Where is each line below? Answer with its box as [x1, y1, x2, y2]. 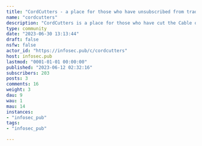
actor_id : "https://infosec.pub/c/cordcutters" [6, 48, 128, 54]
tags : [6, 120, 20, 126]
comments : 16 [6, 81, 39, 87]
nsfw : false [6, 42, 36, 48]
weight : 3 [6, 87, 31, 93]
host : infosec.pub [6, 53, 52, 59]
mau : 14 [6, 103, 26, 109]
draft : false [6, 36, 39, 42]
